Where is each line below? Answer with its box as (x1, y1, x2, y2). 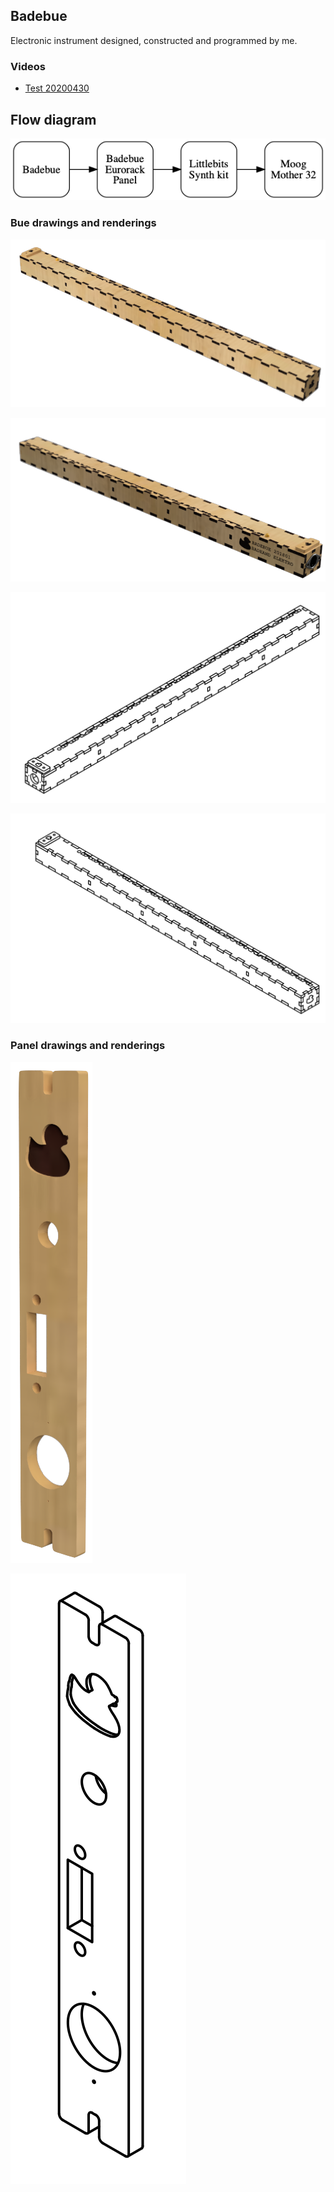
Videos (10, 59, 46, 73)
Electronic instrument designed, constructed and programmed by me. (10, 34, 298, 46)
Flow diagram (10, 111, 97, 128)
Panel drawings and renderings (10, 1039, 166, 1053)
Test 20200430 (24, 82, 90, 94)
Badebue (10, 8, 68, 25)
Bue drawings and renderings (10, 216, 157, 230)
